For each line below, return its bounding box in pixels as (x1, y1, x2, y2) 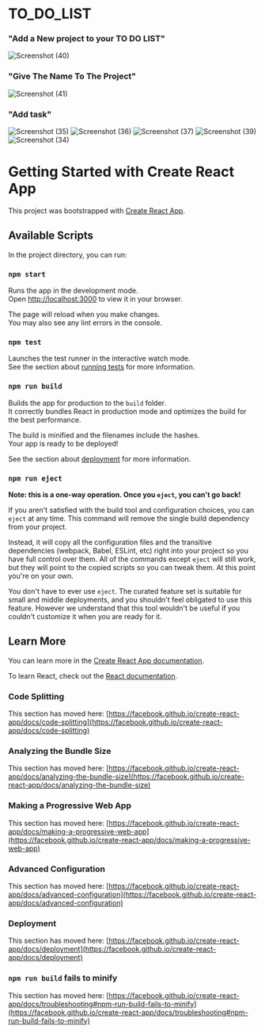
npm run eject (8, 473, 62, 483)
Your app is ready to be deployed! (8, 438, 119, 448)
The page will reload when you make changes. (8, 310, 161, 319)
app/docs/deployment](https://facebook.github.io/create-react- (8, 944, 216, 954)
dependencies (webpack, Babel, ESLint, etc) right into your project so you (8, 546, 249, 556)
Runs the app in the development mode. (8, 286, 138, 296)
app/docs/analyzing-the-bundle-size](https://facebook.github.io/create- (8, 772, 245, 782)
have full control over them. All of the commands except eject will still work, (8, 554, 256, 564)
